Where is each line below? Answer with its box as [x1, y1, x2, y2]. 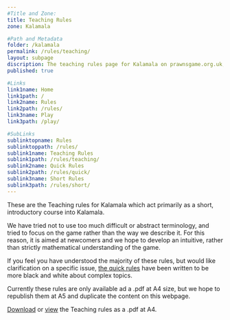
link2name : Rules [7, 99, 57, 106]
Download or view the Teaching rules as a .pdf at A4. [7, 305, 157, 313]
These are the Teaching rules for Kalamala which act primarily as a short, [7, 200, 214, 209]
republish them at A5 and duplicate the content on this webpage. [7, 292, 191, 300]
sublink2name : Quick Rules [7, 162, 84, 169]
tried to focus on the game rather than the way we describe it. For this [7, 228, 205, 237]
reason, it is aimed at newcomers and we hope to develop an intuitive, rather [7, 235, 223, 244]
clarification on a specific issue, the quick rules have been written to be [7, 264, 209, 272]
